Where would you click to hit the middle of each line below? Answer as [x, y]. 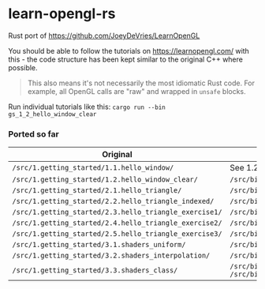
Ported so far [34, 133]
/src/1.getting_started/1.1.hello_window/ [93, 168]
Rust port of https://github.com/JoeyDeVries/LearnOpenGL [104, 36]
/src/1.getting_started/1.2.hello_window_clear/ [105, 180]
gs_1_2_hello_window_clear [52, 114]
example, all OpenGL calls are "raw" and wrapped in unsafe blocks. [136, 91]
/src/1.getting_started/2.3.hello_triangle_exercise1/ [117, 212]
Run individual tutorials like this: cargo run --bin [87, 107]
